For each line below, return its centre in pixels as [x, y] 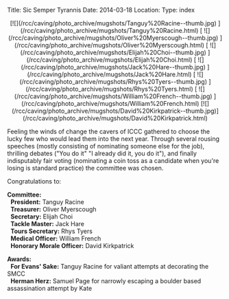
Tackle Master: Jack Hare [47, 224]
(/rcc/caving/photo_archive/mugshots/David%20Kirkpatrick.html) [115, 118]
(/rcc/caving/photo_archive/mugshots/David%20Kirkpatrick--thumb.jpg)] [115, 111]
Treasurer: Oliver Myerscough [53, 209]
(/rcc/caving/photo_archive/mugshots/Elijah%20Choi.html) [109, 60]
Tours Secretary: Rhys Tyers [51, 231]
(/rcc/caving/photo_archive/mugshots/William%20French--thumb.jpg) [113, 96]
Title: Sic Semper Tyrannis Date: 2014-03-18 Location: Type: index [101, 10]
